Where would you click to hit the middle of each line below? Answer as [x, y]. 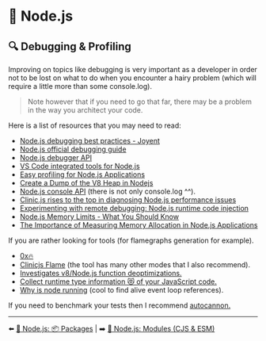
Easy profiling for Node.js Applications [82, 174]
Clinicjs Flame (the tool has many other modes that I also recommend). [135, 264]
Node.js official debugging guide [73, 149]
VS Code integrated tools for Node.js [80, 166]
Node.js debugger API [56, 157]
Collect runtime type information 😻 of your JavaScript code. [118, 282]
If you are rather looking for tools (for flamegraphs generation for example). [131, 240]
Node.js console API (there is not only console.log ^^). [108, 191]
